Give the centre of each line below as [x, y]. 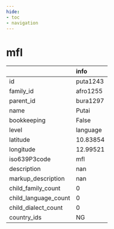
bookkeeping [27, 120]
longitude [22, 149]
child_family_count [35, 188]
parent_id [22, 101]
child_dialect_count [36, 208]
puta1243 [90, 81]
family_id [21, 91]
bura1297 [90, 101]
